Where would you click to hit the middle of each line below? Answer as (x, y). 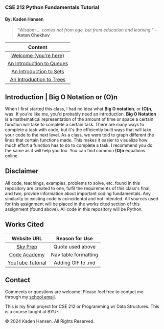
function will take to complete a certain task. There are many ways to (75, 124)
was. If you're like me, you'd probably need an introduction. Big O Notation (81, 114)
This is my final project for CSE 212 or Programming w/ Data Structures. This (82, 306)
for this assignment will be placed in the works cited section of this (72, 204)
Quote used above (75, 247)
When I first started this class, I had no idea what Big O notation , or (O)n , (79, 109)
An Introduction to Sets (38, 72)
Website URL (27, 238)
